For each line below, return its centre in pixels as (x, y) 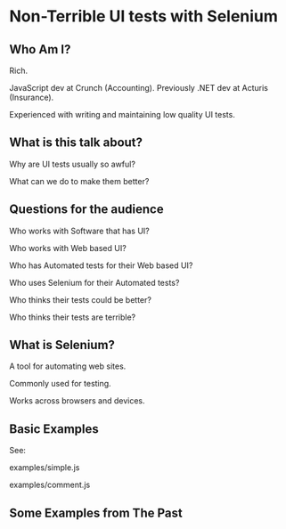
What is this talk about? (76, 143)
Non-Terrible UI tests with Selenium (144, 16)
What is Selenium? (62, 345)
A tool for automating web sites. (68, 366)
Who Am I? (40, 49)
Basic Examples (54, 429)
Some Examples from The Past (96, 513)
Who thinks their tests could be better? (80, 299)
